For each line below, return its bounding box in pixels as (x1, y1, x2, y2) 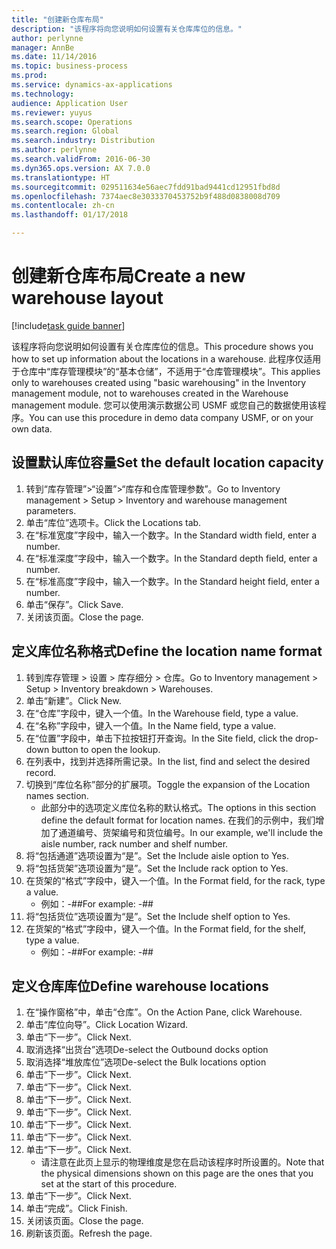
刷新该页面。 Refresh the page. (25, 1227, 153, 1240)
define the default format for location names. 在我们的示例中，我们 (40, 814, 316, 826)
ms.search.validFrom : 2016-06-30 (11, 154, 151, 164)
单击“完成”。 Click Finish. (25, 1202, 128, 1215)
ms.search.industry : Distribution (11, 136, 156, 146)
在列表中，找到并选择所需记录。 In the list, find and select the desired (25, 755, 311, 767)
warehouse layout (11, 287, 164, 310)
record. (25, 766, 57, 778)
